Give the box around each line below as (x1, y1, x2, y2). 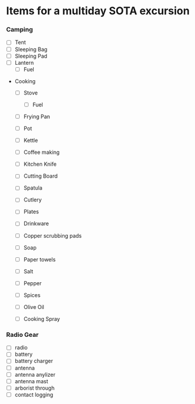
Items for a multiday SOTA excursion (6, 4, 190, 18)
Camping (6, 26, 33, 34)
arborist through (14, 384, 55, 392)
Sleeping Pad (14, 52, 47, 59)
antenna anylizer (14, 371, 56, 378)
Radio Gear (6, 330, 39, 339)
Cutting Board (23, 172, 58, 179)
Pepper (23, 279, 42, 286)
